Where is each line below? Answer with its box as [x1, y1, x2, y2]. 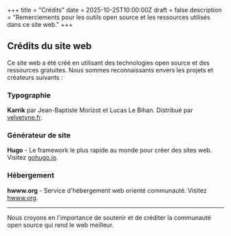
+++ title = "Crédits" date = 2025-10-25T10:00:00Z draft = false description [7, 6, 222, 14]
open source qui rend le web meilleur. [7, 220, 114, 229]
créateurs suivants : [7, 73, 63, 81]
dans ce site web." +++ [7, 21, 74, 28]
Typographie [7, 90, 52, 100]
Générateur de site [7, 131, 71, 140]
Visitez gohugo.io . [7, 153, 58, 162]
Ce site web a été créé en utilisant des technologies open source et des [7, 58, 210, 67]
